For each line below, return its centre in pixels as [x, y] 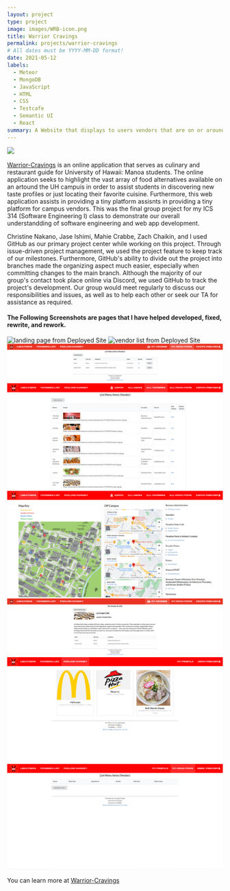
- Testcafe [29, 109]
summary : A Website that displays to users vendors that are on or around [116, 130]
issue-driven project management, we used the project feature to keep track [115, 251]
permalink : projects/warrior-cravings [62, 44]
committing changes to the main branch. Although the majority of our [105, 273]
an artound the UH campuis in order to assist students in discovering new [111, 187]
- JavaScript [32, 87]
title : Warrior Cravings [42, 36]
